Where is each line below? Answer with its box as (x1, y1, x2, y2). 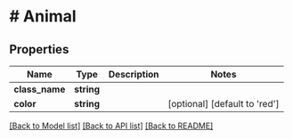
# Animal (9, 6, 77, 27)
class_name (13, 83, 66, 95)
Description (108, 69, 159, 80)
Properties (9, 42, 69, 57)
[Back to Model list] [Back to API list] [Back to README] (9, 120, 214, 131)
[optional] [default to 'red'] (167, 98, 280, 110)
